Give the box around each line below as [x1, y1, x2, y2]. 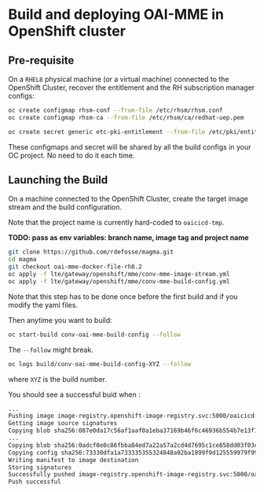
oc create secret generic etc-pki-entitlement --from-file [8, 128, 206, 135]
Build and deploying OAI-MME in [8, 6, 224, 24]
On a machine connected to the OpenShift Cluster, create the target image [8, 194, 249, 204]
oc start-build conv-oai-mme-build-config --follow [8, 331, 181, 338]
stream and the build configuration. [8, 202, 123, 212]
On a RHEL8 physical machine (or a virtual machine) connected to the [8, 75, 229, 83]
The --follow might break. [8, 345, 94, 354]
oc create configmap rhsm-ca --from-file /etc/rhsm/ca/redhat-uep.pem [8, 113, 244, 121]
